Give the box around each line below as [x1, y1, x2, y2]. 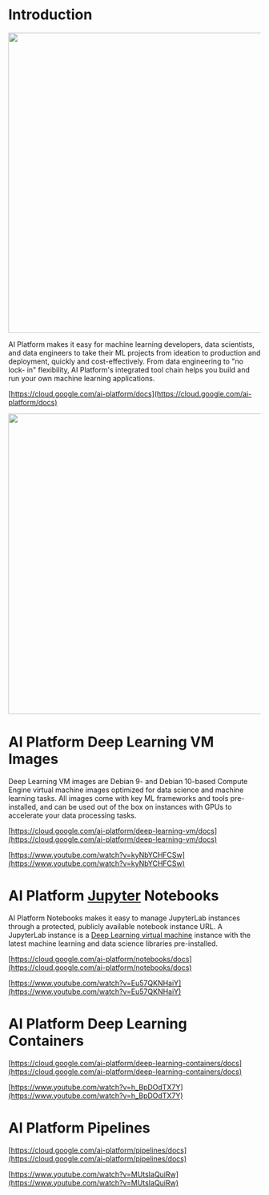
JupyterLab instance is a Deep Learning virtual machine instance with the [8, 930, 251, 940]
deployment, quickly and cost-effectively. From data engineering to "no [8, 356, 244, 366]
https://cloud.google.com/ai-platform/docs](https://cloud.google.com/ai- [10, 388, 252, 398]
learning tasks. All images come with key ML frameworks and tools [8, 793, 229, 803]
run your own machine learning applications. [8, 373, 155, 383]
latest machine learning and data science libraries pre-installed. [8, 939, 219, 948]
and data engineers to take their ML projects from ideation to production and [8, 348, 261, 357]
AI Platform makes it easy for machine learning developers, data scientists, [8, 339, 255, 349]
